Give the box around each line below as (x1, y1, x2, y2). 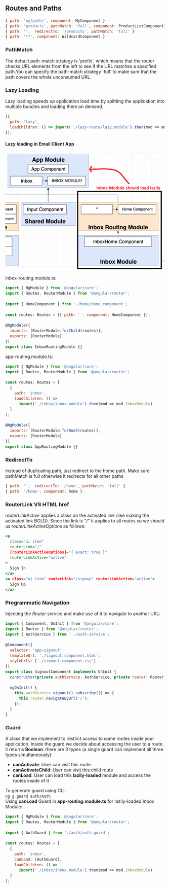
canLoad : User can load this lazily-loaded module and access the (12, 772, 151, 778)
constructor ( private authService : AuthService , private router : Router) (10, 674, 166, 680)
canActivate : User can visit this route (12, 762, 91, 767)
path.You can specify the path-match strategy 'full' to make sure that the (5, 68, 157, 75)
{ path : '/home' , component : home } (5, 489, 82, 494)
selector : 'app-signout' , (10, 648, 65, 653)
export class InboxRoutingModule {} (5, 344, 82, 349)
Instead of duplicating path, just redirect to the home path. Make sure (5, 468, 150, 474)
